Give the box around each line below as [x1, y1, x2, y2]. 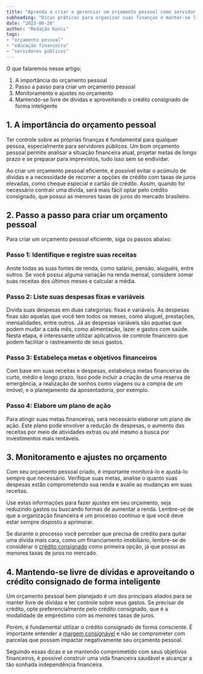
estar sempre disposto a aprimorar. [6, 519, 94, 526]
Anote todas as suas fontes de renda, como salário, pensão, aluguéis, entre [6, 264, 195, 272]
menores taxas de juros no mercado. [6, 549, 98, 557]
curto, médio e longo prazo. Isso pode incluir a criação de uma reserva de [6, 373, 190, 381]
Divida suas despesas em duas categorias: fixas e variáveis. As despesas [6, 306, 190, 313]
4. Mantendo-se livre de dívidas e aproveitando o [6, 567, 195, 577]
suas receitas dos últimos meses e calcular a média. [6, 277, 137, 284]
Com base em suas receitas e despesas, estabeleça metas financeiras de [6, 367, 190, 375]
